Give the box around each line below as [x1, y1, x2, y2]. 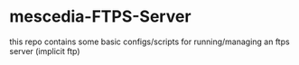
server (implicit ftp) [9, 45, 80, 56]
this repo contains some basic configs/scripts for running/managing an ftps [9, 36, 291, 47]
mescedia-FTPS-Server [9, 6, 192, 27]
